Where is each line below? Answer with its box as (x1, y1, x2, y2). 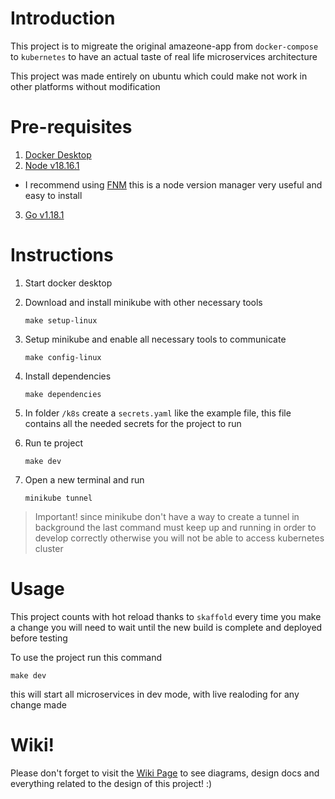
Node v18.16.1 (24, 159, 80, 171)
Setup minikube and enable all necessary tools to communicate (24, 333, 287, 345)
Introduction (10, 7, 116, 30)
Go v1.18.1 (24, 208, 65, 221)
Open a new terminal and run (24, 473, 145, 486)
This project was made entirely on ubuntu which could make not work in (10, 70, 308, 82)
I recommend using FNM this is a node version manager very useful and (24, 178, 323, 191)
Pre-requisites (10, 116, 133, 139)
